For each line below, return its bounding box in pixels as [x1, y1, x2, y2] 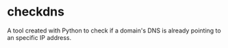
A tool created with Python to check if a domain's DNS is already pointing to [7, 26, 221, 34]
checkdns [7, 4, 65, 20]
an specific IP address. [7, 33, 72, 41]
